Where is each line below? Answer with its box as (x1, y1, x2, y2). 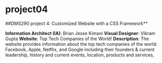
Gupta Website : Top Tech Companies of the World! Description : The (5, 36, 149, 42)
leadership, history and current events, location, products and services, (5, 52, 154, 58)
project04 (5, 4, 48, 15)
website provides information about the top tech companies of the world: (5, 41, 158, 47)
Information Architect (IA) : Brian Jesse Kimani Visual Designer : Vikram (5, 30, 155, 36)
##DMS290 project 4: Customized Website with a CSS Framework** (5, 20, 148, 26)
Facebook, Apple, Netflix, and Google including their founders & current (5, 46, 155, 52)
